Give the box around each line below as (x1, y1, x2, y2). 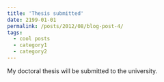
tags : (7, 29, 23, 36)
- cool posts (13, 36, 51, 42)
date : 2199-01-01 (7, 16, 57, 23)
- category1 (13, 42, 48, 49)
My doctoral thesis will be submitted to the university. (7, 66, 158, 75)
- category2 (13, 49, 48, 55)
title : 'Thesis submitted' (7, 10, 84, 17)
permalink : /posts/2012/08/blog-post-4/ (7, 23, 124, 29)
